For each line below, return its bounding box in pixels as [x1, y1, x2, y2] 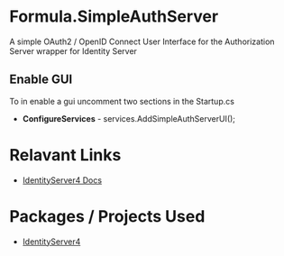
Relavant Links [9, 144, 122, 165]
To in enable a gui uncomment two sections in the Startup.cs [9, 96, 234, 106]
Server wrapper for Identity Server [9, 45, 138, 56]
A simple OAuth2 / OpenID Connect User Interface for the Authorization [9, 36, 275, 47]
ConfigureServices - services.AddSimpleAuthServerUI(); [22, 113, 236, 123]
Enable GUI [9, 72, 73, 87]
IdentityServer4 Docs [22, 174, 102, 186]
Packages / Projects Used [9, 206, 206, 226]
